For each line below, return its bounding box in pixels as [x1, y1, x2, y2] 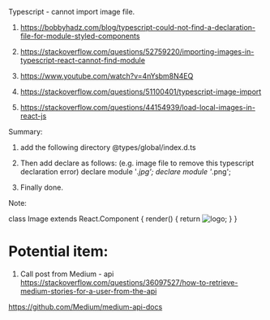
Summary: [8, 127, 43, 136]
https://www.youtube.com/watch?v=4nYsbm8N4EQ [19, 71, 194, 80]
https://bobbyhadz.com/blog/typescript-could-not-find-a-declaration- [19, 23, 256, 32]
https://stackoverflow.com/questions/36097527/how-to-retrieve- [19, 277, 238, 287]
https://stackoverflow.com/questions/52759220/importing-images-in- [19, 47, 255, 56]
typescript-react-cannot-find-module [19, 56, 146, 65]
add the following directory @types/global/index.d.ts [19, 143, 196, 152]
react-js [19, 111, 47, 121]
